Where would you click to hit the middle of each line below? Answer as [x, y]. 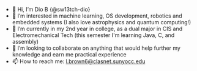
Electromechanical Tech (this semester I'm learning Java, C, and [93, 35]
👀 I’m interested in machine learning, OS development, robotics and [97, 16]
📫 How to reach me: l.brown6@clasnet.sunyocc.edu [79, 61]
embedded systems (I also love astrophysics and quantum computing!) [102, 22]
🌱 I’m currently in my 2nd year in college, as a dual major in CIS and [97, 29]
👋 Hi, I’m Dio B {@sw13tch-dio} [51, 9]
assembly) [25, 42]
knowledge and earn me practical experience [69, 54]
